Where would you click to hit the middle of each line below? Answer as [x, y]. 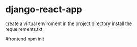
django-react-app [44, 9]
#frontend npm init [25, 39]
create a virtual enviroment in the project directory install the [69, 24]
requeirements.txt [24, 29]
